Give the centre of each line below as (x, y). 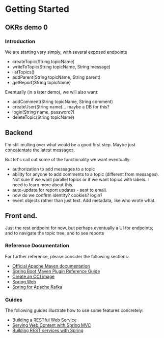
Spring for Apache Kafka (37, 287)
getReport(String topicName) (41, 82)
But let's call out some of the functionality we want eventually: (68, 159)
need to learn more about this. (43, 185)
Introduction (20, 41)
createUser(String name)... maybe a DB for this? (61, 106)
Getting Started (37, 9)
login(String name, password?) (43, 112)
